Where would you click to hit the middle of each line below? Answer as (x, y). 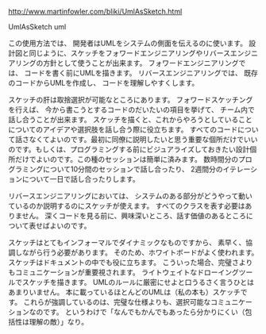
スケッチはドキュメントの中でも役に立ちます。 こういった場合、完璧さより (131, 262)
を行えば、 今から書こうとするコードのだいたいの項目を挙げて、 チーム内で (132, 109)
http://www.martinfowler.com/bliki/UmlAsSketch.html (95, 12)
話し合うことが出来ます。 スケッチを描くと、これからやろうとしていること (130, 119)
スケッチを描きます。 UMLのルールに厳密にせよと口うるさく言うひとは (138, 282)
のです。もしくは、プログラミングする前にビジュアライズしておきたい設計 (129, 149)
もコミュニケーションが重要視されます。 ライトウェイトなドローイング (124, 272)
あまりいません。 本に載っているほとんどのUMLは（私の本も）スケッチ (124, 292)
